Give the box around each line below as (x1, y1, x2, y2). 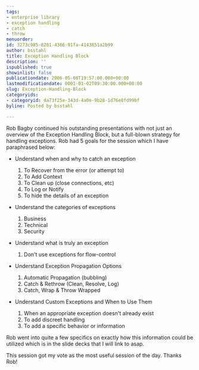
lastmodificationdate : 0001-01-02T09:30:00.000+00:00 (6, 81, 143, 87)
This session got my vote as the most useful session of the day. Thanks (6, 352, 182, 359)
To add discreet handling (23, 316, 85, 323)
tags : (6, 8, 20, 15)
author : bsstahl (6, 48, 46, 54)
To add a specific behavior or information (23, 322, 125, 329)
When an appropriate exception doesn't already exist (23, 309, 154, 316)
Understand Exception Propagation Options (14, 262, 122, 269)
